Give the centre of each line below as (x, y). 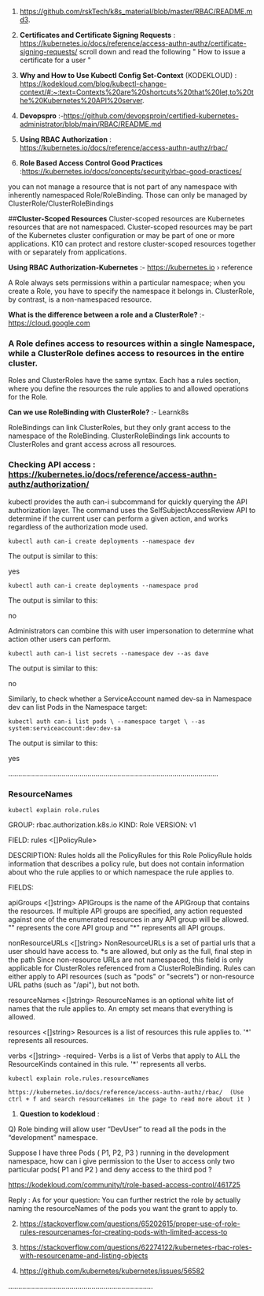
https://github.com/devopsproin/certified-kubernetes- (151, 116)
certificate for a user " (55, 60)
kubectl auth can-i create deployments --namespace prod (103, 585)
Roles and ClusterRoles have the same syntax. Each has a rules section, (125, 381)
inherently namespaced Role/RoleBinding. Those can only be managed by (128, 195)
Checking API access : (52, 465)
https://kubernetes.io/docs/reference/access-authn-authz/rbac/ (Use (126, 1092)
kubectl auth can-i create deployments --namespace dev (101, 541)
